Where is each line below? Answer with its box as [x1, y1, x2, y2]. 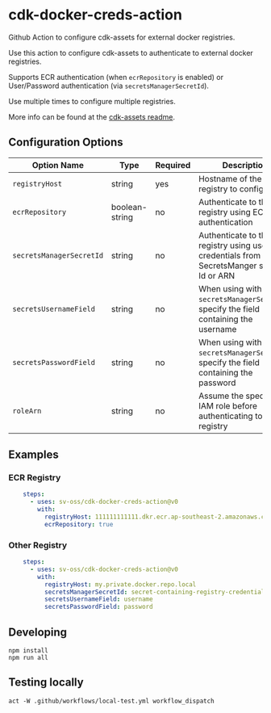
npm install [8, 647, 48, 655]
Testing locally [8, 676, 84, 690]
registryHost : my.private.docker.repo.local [44, 580, 197, 589]
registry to [198, 183, 238, 195]
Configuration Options [8, 136, 123, 149]
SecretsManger [198, 260, 257, 271]
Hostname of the [198, 173, 262, 184]
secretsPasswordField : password [44, 603, 153, 611]
